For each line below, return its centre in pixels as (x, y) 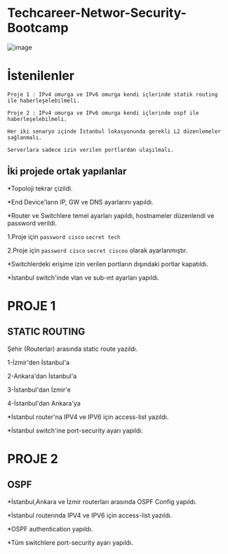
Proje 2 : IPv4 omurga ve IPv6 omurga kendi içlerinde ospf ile (103, 113)
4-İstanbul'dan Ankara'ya (44, 403)
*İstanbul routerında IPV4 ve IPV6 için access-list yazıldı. (90, 515)
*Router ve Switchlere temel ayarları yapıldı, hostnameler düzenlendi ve (111, 215)
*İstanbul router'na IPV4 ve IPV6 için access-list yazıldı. (88, 417)
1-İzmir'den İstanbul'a (39, 362)
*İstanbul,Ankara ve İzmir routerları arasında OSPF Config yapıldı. (102, 501)
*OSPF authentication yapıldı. (50, 529)
